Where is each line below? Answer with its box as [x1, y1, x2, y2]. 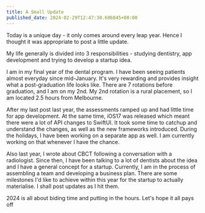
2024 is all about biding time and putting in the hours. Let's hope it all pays [6, 194, 194, 201]
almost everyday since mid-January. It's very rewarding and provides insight [6, 74, 199, 82]
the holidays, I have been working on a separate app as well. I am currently [6, 132, 195, 139]
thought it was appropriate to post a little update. [6, 38, 129, 45]
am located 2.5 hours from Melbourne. [6, 94, 104, 101]
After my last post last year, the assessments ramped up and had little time [6, 106, 194, 113]
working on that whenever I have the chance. [6, 138, 120, 145]
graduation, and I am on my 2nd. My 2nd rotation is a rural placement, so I [6, 87, 192, 95]
